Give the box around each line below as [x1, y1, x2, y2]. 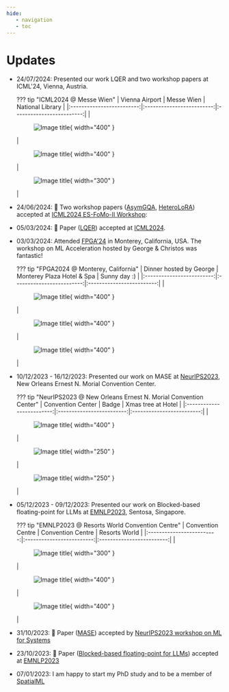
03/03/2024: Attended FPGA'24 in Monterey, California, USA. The [16, 237, 202, 246]
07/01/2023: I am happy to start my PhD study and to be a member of [16, 670, 213, 678]
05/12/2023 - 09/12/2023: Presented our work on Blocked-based [16, 501, 200, 509]
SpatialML [16, 677, 45, 686]
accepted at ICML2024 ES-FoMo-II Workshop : [16, 211, 148, 219]
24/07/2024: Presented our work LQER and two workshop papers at [16, 75, 209, 83]
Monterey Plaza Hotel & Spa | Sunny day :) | [16, 272, 140, 281]
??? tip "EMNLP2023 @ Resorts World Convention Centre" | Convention [16, 521, 219, 529]
